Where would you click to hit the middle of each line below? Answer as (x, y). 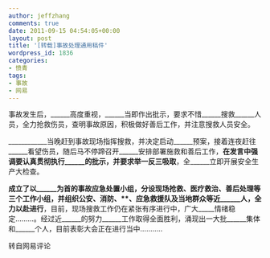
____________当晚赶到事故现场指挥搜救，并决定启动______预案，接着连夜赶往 (132, 141)
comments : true (34, 23)
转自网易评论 (29, 246)
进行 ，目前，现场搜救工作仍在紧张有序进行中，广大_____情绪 (129, 209)
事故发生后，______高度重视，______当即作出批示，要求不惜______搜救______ (131, 114)
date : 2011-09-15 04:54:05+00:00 (64, 31)
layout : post (30, 38)
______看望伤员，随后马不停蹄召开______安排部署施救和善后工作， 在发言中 (130, 152)
